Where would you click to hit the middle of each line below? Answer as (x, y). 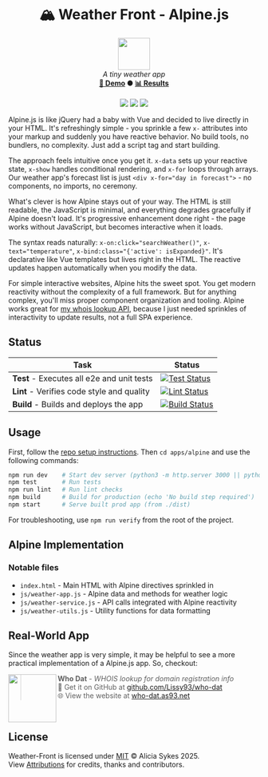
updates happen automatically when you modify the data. (103, 268)
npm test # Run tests (55, 482)
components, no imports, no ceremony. (73, 186)
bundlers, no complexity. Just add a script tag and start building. (114, 145)
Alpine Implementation (66, 545)
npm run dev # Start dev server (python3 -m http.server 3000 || (124, 475)
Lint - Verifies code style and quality (81, 391)
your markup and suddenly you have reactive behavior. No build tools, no (128, 137)
